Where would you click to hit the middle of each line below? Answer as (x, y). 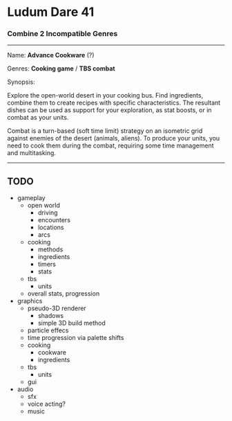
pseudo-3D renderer (57, 308)
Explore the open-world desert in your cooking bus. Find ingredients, (105, 96)
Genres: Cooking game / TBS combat (61, 69)
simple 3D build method (71, 323)
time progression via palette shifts (76, 338)
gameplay (31, 198)
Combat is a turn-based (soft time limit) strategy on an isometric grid (105, 131)
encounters (54, 220)
